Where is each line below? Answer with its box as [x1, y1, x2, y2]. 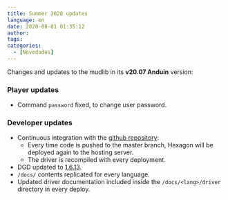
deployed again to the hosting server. [27, 148, 134, 156]
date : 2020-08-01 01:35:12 [7, 23, 85, 30]
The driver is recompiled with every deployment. [27, 156, 166, 164]
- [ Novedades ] [13, 49, 54, 56]
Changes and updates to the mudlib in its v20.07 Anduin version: [7, 67, 193, 76]
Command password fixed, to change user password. [17, 101, 167, 109]
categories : [7, 42, 41, 49]
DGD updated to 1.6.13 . [17, 163, 82, 172]
